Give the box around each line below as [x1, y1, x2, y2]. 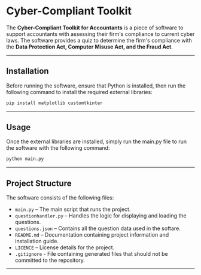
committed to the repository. [14, 256, 86, 264]
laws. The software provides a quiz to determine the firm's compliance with [6, 37, 193, 44]
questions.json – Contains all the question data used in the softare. [14, 225, 181, 232]
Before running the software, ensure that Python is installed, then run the [6, 82, 186, 89]
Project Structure [6, 178, 72, 188]
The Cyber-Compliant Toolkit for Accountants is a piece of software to [6, 24, 184, 31]
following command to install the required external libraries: [6, 88, 153, 95]
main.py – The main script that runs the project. [14, 206, 131, 213]
